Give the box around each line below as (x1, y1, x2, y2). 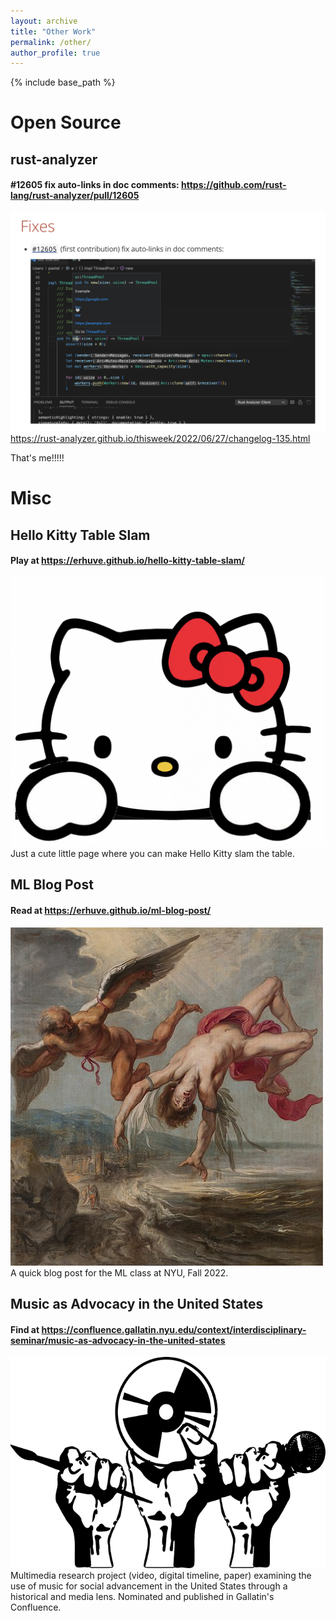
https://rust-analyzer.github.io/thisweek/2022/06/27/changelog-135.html (10, 432, 311, 444)
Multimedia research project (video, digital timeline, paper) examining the (10, 1570, 312, 1582)
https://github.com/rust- (181, 179, 287, 191)
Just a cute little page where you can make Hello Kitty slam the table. (10, 847, 295, 859)
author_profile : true (10, 48, 101, 58)
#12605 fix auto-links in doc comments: (10, 179, 180, 191)
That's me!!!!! (10, 451, 65, 464)
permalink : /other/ (10, 37, 92, 47)
